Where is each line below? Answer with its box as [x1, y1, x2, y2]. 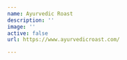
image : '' [7, 23, 36, 30]
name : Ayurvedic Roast [7, 10, 73, 17]
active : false [7, 29, 49, 37]
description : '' [7, 17, 54, 24]
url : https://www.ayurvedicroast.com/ [7, 36, 120, 43]
